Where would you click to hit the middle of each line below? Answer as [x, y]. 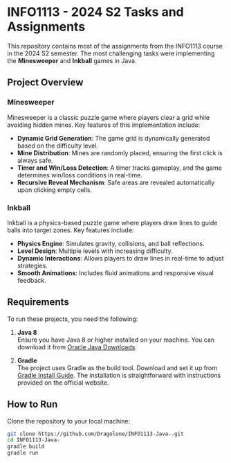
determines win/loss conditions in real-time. [80, 175]
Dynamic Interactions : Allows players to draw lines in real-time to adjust [120, 258]
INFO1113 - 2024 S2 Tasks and [96, 12]
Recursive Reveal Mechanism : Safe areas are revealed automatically [116, 182]
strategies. [33, 265]
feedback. [31, 280]
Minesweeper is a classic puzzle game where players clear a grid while [108, 117]
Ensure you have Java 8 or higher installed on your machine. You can [116, 340]
